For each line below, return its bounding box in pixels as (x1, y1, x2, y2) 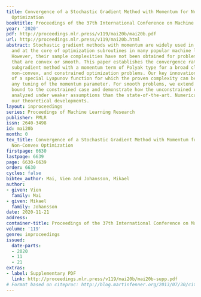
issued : (6, 237, 26, 243)
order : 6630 (6, 165, 36, 171)
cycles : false (6, 170, 42, 177)
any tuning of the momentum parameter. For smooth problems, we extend (11, 81, 194, 87)
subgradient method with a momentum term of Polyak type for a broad (11, 64, 188, 71)
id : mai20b (6, 126, 33, 132)
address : (6, 215, 28, 221)
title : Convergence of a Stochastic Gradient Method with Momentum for (6, 8, 188, 15)
